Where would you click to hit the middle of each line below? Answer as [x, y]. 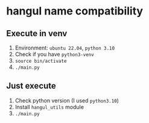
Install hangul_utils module [49, 107]
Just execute [31, 86]
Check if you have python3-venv [55, 54]
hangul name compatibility [75, 11]
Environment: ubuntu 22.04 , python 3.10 [65, 48]
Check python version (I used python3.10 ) [67, 100]
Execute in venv [37, 33]
